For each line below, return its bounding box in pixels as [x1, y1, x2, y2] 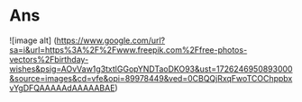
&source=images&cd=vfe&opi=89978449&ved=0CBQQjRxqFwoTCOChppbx [9, 72, 293, 83]
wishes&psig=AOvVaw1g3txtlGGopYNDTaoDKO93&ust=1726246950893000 [9, 64, 293, 74]
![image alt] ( [9, 35, 57, 46]
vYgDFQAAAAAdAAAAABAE [9, 82, 115, 93]
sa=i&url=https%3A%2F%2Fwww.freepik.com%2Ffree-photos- [9, 44, 248, 55]
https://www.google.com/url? [56, 35, 165, 46]
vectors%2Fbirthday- [9, 54, 89, 64]
